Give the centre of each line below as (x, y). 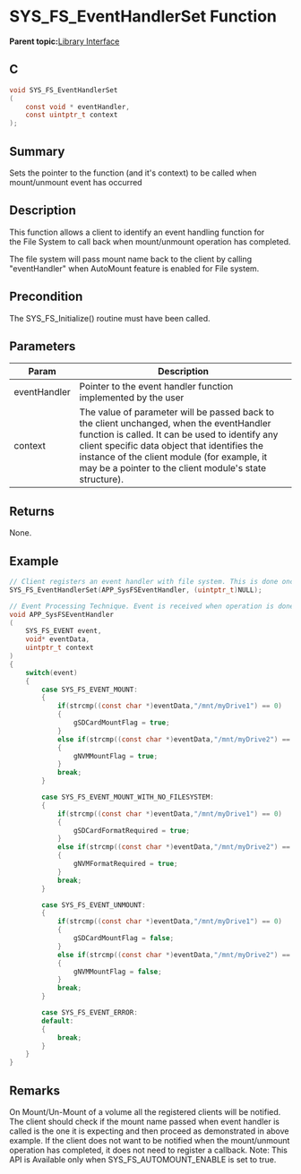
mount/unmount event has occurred (76, 182)
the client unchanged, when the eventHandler (175, 424)
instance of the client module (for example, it (173, 457)
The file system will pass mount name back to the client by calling (131, 259)
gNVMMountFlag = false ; (118, 972)
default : (58, 1021)
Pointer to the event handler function (156, 387)
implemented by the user (132, 398)
